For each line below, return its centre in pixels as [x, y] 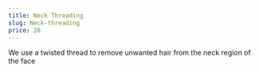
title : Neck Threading [46, 15]
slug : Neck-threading [44, 23]
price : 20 [25, 30]
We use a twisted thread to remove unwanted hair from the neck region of [129, 53]
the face [22, 61]
